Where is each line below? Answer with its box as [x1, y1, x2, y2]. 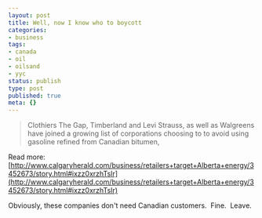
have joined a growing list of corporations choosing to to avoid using [27, 129, 249, 138]
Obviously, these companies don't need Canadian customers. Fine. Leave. [8, 201, 253, 210]
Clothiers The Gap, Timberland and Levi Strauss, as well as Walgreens [27, 121, 255, 130]
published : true [8, 92, 61, 100]
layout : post [8, 11, 51, 20]
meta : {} [8, 99, 37, 107]
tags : [8, 41, 26, 49]
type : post [8, 84, 44, 93]
